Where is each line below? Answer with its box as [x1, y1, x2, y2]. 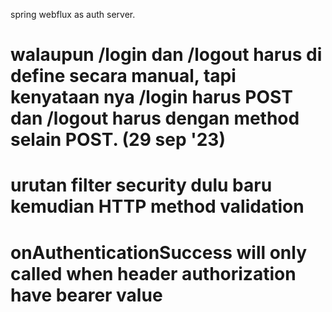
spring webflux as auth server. [10, 9, 136, 20]
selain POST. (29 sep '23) [10, 129, 226, 151]
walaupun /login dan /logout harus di [10, 44, 323, 66]
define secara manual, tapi [10, 65, 237, 88]
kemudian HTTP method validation [10, 195, 305, 218]
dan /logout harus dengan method [10, 107, 300, 130]
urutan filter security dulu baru [10, 174, 273, 197]
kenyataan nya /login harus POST [10, 86, 293, 109]
